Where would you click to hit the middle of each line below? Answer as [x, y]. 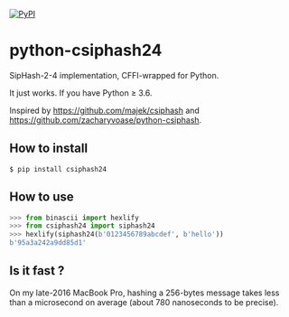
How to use [42, 197]
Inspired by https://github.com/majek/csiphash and [105, 110]
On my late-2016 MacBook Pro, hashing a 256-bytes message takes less [144, 293]
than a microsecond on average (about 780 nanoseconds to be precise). [144, 302]
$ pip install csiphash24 [58, 169]
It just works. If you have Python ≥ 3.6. [81, 93]
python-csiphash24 [86, 51]
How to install [49, 149]
